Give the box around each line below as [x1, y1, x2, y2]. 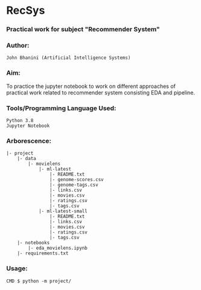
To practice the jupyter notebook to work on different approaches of [6, 82, 176, 90]
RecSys [6, 4, 45, 17]
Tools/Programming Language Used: [6, 103, 116, 112]
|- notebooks [17, 240, 50, 246]
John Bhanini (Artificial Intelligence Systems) [6, 55, 131, 61]
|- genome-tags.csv [49, 182, 98, 188]
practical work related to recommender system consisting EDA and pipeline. [6, 88, 195, 96]
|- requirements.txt [17, 250, 69, 256]
